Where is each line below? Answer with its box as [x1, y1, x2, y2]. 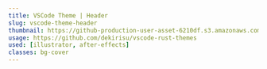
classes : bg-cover [8, 48, 69, 56]
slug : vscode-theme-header [8, 19, 98, 27]
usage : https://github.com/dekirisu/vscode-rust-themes [8, 33, 197, 42]
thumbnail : [8, 26, 44, 34]
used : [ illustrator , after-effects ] [8, 41, 130, 49]
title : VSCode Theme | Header [8, 11, 109, 20]
